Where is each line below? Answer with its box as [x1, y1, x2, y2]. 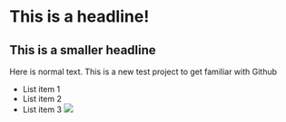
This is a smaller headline [9, 42, 156, 58]
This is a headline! [9, 6, 150, 27]
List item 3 [22, 104, 62, 115]
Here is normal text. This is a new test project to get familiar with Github [9, 66, 278, 77]
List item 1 [22, 84, 61, 94]
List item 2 [22, 93, 62, 104]
